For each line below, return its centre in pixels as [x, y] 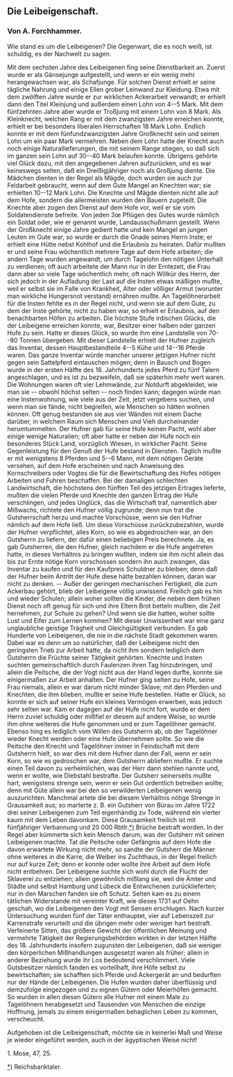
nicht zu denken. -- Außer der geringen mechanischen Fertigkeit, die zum [112, 583]
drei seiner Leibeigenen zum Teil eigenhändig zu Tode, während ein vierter [114, 812]
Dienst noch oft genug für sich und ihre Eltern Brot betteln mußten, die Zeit [114, 606]
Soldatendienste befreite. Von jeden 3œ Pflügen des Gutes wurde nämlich [113, 215]
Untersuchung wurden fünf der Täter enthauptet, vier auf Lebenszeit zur [111, 915]
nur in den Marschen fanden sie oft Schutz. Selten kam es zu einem [104, 893]
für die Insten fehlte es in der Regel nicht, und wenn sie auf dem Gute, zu [112, 303]
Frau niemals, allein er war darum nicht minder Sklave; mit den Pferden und [114, 687]
